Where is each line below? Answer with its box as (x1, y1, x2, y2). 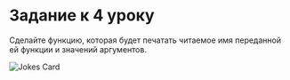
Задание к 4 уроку (9, 5, 155, 26)
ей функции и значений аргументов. (9, 44, 147, 54)
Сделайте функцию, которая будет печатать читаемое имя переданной (9, 35, 282, 45)
